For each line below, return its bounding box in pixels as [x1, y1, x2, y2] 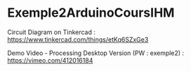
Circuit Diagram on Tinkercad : [7, 28, 96, 36]
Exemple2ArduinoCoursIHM [7, 5, 175, 21]
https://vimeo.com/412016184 [7, 56, 93, 64]
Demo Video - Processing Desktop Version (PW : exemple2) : [7, 49, 185, 57]
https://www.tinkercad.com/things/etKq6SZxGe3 [7, 35, 149, 43]
